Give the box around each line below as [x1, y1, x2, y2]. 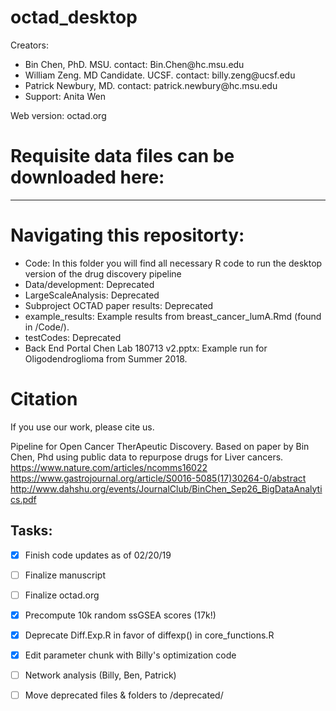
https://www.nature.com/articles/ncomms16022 [10, 461, 208, 473]
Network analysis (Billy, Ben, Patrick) [24, 669, 177, 681]
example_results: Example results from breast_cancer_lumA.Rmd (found [24, 310, 322, 322]
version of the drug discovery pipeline [24, 267, 182, 280]
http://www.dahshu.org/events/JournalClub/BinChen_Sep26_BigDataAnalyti [10, 482, 323, 495]
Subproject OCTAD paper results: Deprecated [24, 299, 214, 311]
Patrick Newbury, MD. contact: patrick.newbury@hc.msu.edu [24, 79, 278, 91]
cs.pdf [10, 493, 37, 505]
